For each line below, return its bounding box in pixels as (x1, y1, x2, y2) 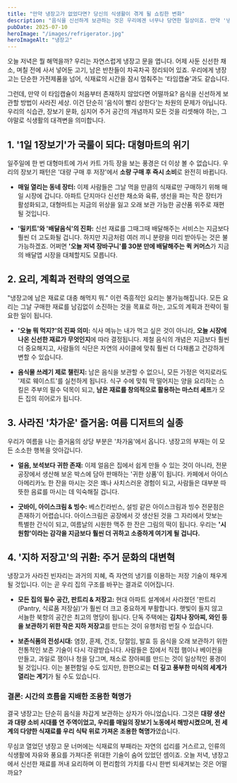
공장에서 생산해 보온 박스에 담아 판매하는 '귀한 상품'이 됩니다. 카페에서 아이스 (17, 469, 229, 478)
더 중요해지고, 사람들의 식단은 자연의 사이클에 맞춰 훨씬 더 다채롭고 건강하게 (17, 343, 225, 352)
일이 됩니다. (20, 311, 53, 319)
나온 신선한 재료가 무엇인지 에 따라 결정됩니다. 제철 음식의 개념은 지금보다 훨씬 (17, 335, 230, 343)
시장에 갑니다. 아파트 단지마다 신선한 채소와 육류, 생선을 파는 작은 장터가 (25, 192, 223, 200)
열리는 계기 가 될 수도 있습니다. (17, 672, 101, 681)
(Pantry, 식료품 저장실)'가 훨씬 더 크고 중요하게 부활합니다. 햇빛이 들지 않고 (17, 604, 224, 613)
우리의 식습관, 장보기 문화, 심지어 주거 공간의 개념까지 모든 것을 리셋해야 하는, (7, 107, 220, 116)
